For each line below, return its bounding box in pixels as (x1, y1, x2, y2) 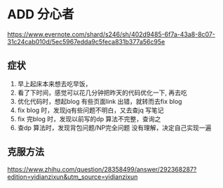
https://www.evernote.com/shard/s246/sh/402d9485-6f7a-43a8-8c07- (7, 29, 216, 39)
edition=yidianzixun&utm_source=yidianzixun (7, 173, 138, 181)
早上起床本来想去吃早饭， (17, 79, 92, 88)
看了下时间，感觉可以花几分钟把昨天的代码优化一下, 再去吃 (17, 88, 187, 97)
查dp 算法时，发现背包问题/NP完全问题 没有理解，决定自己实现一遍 (17, 123, 212, 132)
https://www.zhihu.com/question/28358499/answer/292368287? (7, 165, 197, 173)
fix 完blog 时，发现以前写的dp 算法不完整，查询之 (17, 114, 161, 123)
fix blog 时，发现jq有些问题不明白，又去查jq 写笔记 (17, 106, 164, 114)
